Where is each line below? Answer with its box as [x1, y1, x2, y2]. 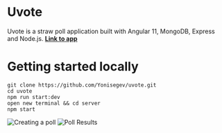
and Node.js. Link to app [7, 34, 78, 42]
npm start [7, 105, 36, 113]
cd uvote [7, 87, 33, 94]
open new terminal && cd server [7, 100, 101, 107]
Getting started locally [7, 59, 139, 75]
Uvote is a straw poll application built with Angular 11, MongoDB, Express [7, 27, 215, 35]
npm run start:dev [7, 94, 60, 100]
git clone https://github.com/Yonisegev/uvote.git [7, 81, 157, 89]
